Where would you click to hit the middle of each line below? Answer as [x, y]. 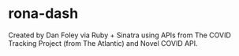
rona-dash [43, 14]
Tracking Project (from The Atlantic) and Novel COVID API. [103, 43]
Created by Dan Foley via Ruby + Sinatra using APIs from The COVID [119, 35]
